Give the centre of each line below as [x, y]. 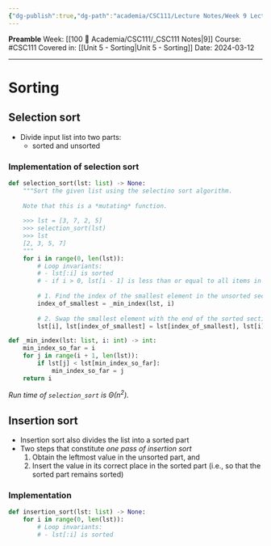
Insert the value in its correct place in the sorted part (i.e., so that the [146, 466]
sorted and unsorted [66, 146]
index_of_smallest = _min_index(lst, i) [106, 303]
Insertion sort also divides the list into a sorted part [104, 440]
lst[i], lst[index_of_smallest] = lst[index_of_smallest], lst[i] [151, 326]
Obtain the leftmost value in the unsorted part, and [116, 457]
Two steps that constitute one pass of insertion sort [106, 449]
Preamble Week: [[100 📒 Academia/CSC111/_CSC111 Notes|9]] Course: [125, 39]
